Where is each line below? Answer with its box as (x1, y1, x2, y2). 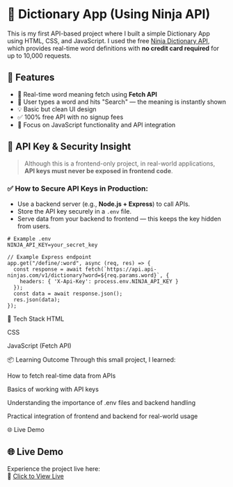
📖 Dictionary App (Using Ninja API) (7, 6, 211, 22)
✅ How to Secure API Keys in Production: (7, 184, 148, 193)
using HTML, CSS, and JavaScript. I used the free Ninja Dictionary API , (7, 36, 210, 45)
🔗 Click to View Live (7, 472, 64, 480)
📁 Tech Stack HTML (7, 314, 65, 323)
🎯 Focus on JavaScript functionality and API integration (17, 120, 176, 129)
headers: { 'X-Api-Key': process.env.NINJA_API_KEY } (19, 278, 179, 285)
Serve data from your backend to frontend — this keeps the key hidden (17, 214, 221, 223)
